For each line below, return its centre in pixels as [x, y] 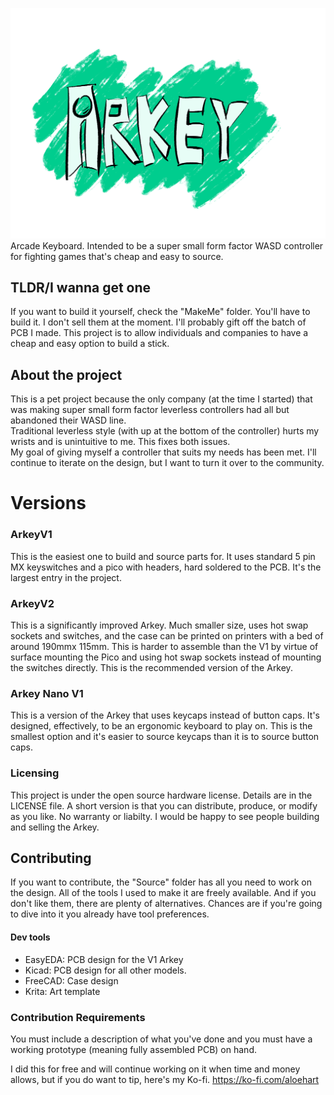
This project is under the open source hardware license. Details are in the [161, 795]
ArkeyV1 [31, 535]
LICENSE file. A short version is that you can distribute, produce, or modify [164, 805]
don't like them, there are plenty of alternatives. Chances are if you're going [166, 904]
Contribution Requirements [78, 1017]
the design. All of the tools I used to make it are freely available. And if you [163, 893]
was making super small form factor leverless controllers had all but [150, 410]
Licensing [35, 773]
